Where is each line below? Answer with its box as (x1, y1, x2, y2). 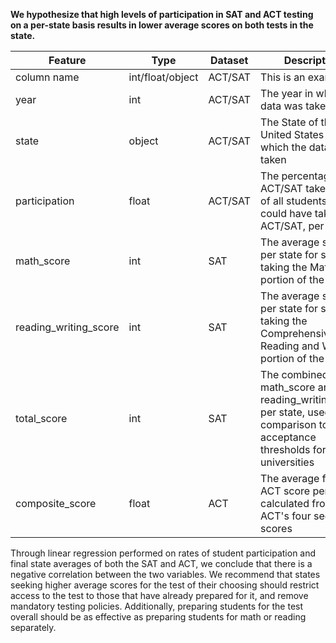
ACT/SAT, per (260, 219, 325, 233)
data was (260, 99, 304, 113)
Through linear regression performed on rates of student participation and (10, 547, 317, 559)
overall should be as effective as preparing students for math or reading (10, 611, 307, 623)
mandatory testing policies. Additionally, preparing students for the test (10, 600, 304, 612)
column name (15, 70, 80, 84)
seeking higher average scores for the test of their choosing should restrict (10, 579, 320, 591)
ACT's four (260, 509, 312, 523)
